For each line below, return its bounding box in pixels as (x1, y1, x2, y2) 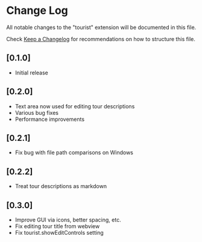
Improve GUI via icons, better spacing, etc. (14, 216, 122, 223)
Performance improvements (14, 116, 85, 123)
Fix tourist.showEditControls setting (14, 229, 104, 236)
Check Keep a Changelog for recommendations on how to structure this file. (6, 35, 196, 42)
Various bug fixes (14, 109, 59, 116)
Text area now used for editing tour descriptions (14, 102, 135, 110)
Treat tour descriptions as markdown (14, 183, 107, 190)
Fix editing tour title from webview (14, 223, 100, 230)
